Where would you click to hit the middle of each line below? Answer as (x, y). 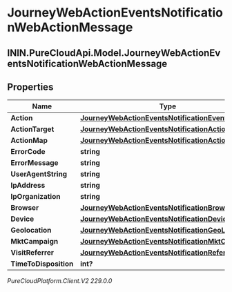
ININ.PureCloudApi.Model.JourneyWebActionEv (114, 53)
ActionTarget (32, 129)
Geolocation (31, 231)
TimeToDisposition (42, 264)
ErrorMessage (35, 163)
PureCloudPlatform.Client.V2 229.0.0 (60, 281)
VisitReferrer (32, 253)
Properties (30, 87)
